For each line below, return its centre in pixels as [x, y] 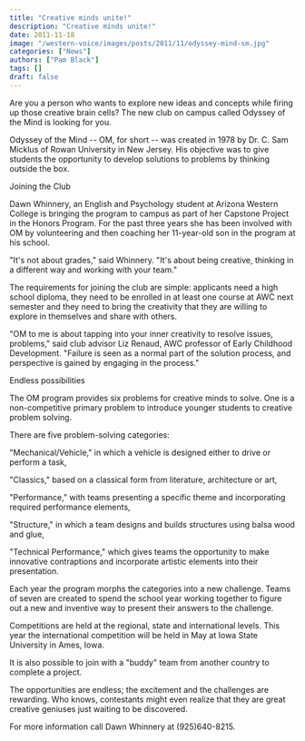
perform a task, [38, 462]
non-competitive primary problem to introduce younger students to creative [151, 407]
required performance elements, [70, 507]
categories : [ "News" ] [50, 52]
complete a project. [46, 672]
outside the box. [39, 168]
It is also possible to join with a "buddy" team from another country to [139, 662]
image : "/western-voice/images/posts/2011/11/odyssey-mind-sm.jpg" [140, 43]
